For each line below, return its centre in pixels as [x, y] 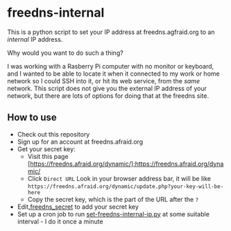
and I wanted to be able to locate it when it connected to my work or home [113, 74]
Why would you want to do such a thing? [65, 53]
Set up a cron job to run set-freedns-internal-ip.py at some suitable [113, 214]
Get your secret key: [46, 149]
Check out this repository [53, 134]
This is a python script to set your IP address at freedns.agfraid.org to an [111, 32]
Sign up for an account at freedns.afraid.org [80, 142]
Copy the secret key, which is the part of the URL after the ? [113, 199]
